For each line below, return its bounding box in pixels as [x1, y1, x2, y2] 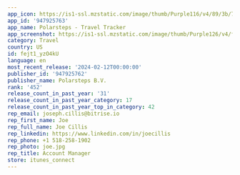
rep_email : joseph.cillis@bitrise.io [7, 110, 120, 117]
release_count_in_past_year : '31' [7, 90, 111, 97]
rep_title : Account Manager [7, 150, 91, 157]
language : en [7, 57, 46, 64]
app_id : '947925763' [7, 17, 69, 24]
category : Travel [7, 37, 59, 44]
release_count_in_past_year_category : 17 [7, 97, 133, 104]
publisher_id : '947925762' [7, 70, 88, 77]
